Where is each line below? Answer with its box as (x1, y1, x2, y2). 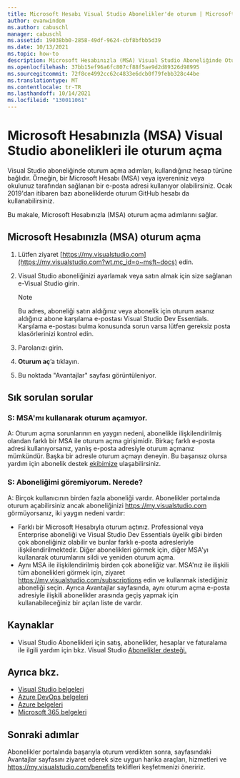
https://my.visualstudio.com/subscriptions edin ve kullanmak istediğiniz (17, 575, 229, 584)
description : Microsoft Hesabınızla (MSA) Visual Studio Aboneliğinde (7, 57, 222, 64)
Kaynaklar (7, 619, 54, 632)
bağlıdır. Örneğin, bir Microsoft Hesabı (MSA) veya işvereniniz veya (7, 173, 205, 182)
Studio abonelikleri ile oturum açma (7, 143, 223, 159)
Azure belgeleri (17, 700, 63, 709)
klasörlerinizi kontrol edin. (17, 329, 94, 338)
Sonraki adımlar (7, 729, 79, 741)
